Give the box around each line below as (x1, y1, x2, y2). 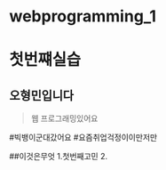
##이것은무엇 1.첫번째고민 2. (9, 151, 108, 162)
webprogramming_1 (9, 6, 157, 27)
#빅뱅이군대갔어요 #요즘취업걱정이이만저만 (9, 132, 158, 143)
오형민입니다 (9, 87, 74, 103)
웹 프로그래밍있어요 (30, 113, 99, 124)
